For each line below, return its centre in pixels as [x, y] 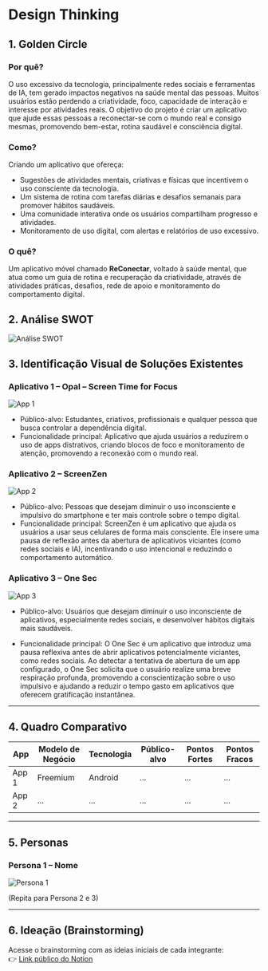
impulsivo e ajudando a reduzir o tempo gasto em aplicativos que [127, 686]
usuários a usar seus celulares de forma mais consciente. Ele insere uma [139, 532]
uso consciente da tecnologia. [69, 188]
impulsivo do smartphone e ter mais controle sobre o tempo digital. [130, 515]
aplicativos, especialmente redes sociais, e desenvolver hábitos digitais [137, 619]
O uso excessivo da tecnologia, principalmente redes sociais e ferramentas [132, 84]
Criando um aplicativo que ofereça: [66, 164]
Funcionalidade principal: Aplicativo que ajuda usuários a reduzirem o [134, 436]
